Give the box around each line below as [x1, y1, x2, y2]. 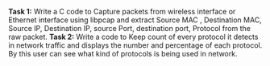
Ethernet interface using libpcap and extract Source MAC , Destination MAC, [8, 15, 262, 25]
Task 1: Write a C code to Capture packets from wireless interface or [8, 7, 236, 16]
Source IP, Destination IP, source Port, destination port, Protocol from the [8, 24, 251, 33]
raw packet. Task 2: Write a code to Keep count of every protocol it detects [8, 32, 259, 41]
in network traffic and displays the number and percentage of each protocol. [8, 41, 263, 50]
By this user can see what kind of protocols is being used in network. [8, 49, 238, 58]
